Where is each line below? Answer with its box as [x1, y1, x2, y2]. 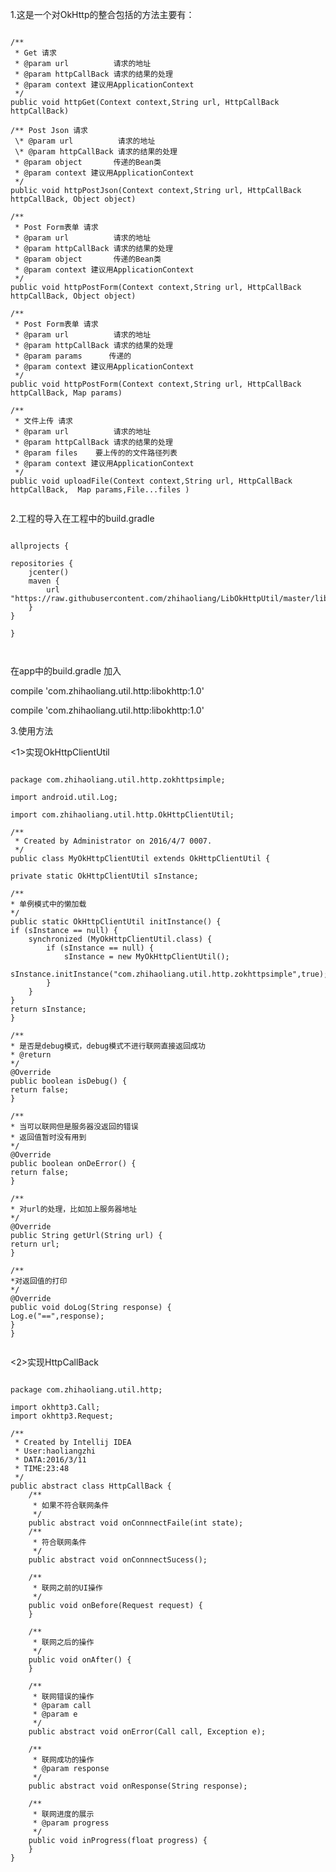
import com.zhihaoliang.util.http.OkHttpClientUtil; [10, 810, 235, 820]
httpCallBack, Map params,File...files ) [10, 485, 190, 495]
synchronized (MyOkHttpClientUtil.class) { [28, 934, 213, 944]
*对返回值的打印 [10, 1276, 68, 1286]
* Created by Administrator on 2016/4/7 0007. [14, 836, 213, 846]
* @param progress [32, 1818, 110, 1828]
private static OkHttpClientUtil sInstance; [10, 871, 199, 881]
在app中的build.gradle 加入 [10, 665, 122, 677]
